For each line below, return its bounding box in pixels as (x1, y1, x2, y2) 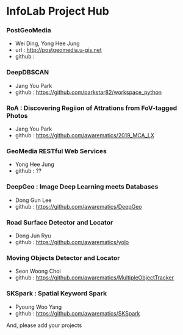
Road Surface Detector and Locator (6, 218, 113, 226)
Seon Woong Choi (15, 267, 61, 275)
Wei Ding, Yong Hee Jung (15, 40, 81, 47)
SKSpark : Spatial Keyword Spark (6, 289, 107, 298)
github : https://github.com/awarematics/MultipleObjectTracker (15, 274, 174, 281)
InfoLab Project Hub (6, 4, 110, 18)
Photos (6, 111, 28, 120)
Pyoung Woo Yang (15, 303, 62, 311)
